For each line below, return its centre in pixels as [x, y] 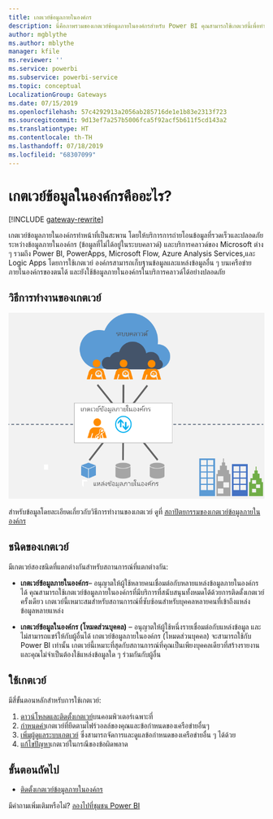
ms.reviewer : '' [36, 60]
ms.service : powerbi [43, 69]
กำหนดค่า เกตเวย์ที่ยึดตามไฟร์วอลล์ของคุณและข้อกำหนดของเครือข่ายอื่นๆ [115, 725]
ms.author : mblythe [41, 43]
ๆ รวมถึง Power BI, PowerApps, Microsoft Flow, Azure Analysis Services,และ [132, 253]
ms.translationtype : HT [49, 129]
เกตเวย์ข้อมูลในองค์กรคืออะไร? [90, 196]
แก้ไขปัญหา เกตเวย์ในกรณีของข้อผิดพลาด [74, 744]
